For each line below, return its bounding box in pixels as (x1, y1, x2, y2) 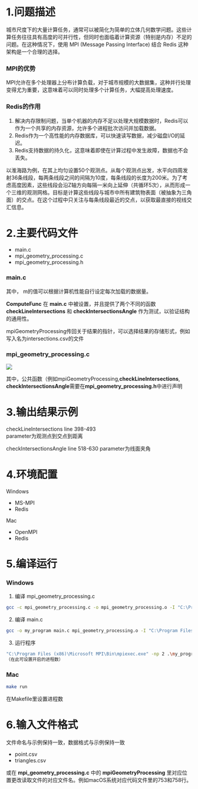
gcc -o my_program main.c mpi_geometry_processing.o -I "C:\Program (6, 628, 178, 634)
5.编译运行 (6, 557, 58, 570)
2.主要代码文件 (6, 226, 78, 240)
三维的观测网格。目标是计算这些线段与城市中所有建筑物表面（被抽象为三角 (11, 188, 192, 195)
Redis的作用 (6, 103, 41, 111)
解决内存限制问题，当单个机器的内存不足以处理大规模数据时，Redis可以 (14, 117, 189, 124)
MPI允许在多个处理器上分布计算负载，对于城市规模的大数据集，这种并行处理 (6, 79, 192, 86)
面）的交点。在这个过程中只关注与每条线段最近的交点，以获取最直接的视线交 (6, 196, 192, 203)
